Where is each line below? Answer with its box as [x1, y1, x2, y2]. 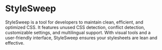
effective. [5, 40, 25, 46]
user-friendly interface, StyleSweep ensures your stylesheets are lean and [5, 35, 158, 41]
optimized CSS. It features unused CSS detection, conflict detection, [5, 24, 145, 30]
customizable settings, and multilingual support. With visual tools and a [5, 29, 151, 35]
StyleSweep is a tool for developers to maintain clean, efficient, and [5, 19, 144, 25]
